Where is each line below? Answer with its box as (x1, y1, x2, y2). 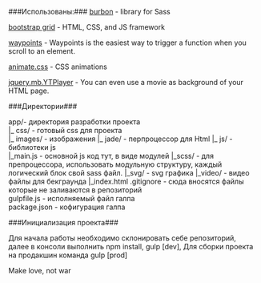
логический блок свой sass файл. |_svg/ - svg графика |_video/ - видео (8, 168, 250, 177)
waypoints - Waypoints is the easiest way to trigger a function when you (8, 38, 247, 47)
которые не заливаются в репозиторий (8, 185, 143, 195)
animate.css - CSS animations (8, 62, 108, 71)
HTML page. (8, 86, 50, 95)
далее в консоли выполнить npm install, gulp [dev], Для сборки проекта (8, 242, 254, 251)
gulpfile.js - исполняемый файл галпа (8, 194, 135, 203)
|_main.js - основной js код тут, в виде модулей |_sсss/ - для (8, 152, 215, 160)
